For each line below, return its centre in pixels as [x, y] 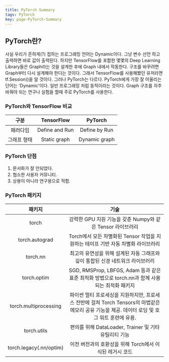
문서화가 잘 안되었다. [33, 168]
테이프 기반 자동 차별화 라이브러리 [122, 244]
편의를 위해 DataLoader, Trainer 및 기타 [115, 327]
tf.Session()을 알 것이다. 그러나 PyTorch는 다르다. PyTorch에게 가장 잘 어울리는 [83, 79]
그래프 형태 [20, 140]
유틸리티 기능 [115, 335]
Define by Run [97, 130]
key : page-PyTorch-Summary [33, 19]
